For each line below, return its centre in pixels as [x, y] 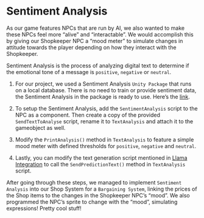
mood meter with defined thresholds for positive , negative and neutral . [106, 146]
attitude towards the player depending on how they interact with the [91, 47]
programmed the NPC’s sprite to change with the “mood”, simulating [92, 202]
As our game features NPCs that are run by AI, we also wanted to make [95, 28]
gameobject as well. [40, 128]
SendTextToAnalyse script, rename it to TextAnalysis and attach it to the [104, 121]
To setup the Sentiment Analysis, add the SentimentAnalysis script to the [106, 108]
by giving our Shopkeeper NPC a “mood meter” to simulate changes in [95, 41]
